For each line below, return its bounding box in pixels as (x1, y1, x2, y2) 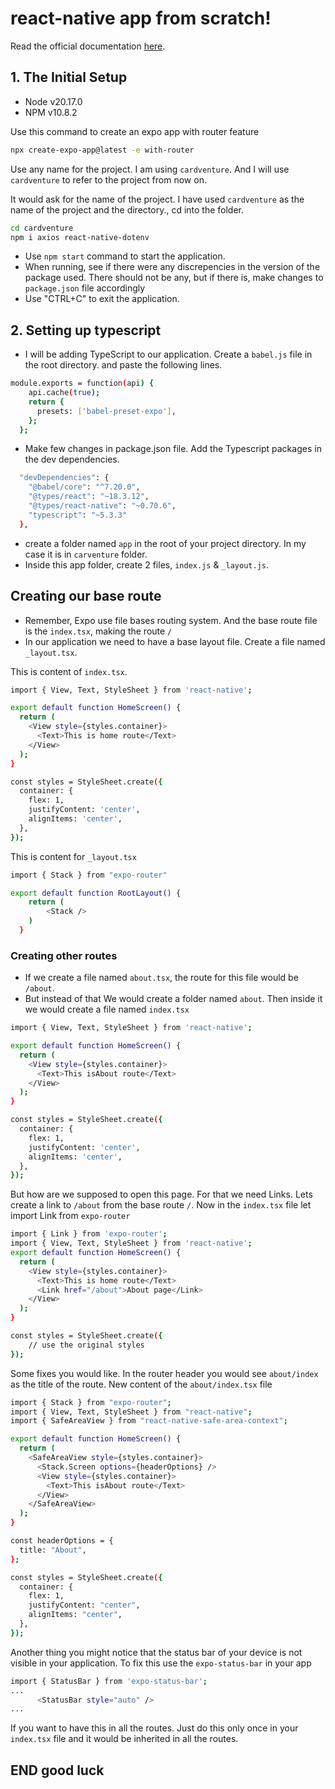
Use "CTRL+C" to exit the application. (24, 293, 180, 305)
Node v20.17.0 (24, 95, 83, 107)
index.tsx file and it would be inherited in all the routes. (10, 1733, 239, 1745)
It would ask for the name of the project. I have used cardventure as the (10, 193, 305, 205)
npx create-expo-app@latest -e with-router (10, 145, 195, 155)
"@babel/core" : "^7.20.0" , (28, 482, 141, 492)
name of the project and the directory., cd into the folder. (10, 203, 245, 216)
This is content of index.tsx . (10, 665, 128, 677)
